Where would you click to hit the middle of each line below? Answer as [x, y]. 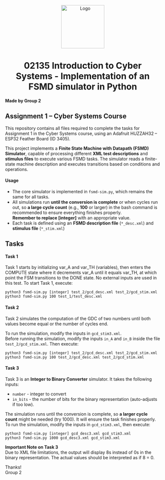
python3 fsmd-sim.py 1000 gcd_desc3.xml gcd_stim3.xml [63, 438]
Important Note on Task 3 [32, 447]
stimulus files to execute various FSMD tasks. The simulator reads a [75, 159]
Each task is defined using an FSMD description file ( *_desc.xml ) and [83, 223]
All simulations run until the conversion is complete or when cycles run [85, 202]
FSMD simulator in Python [83, 87]
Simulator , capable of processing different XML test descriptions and [76, 153]
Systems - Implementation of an [83, 76]
